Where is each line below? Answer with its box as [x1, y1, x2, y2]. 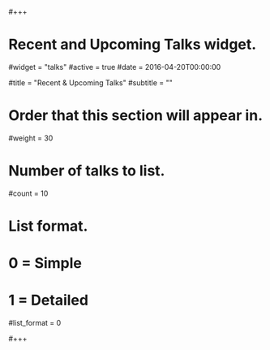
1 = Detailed [8, 292, 89, 309]
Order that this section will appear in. [8, 106, 264, 125]
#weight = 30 [8, 133, 54, 143]
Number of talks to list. [8, 162, 165, 180]
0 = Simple [8, 254, 83, 273]
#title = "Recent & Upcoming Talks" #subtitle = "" [8, 77, 173, 88]
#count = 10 [8, 188, 49, 198]
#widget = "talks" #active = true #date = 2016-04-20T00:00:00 [8, 62, 221, 71]
